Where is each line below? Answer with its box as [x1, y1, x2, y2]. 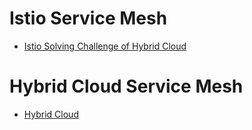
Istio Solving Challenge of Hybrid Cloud [23, 40, 187, 52]
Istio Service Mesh [9, 7, 168, 30]
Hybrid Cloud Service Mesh [9, 75, 244, 98]
